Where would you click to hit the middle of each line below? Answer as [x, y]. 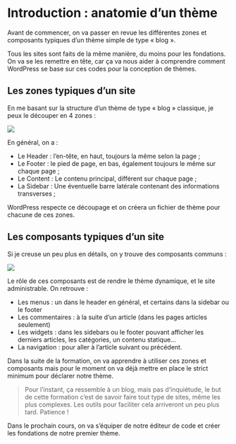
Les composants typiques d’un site [86, 237]
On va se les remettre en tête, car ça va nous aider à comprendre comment [116, 61]
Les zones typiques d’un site [72, 91]
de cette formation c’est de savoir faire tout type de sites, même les [122, 397]
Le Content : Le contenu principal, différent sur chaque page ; [107, 179]
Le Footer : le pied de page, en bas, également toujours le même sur [117, 163]
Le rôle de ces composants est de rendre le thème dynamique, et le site [111, 281]
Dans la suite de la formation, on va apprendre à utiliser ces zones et [107, 361]
